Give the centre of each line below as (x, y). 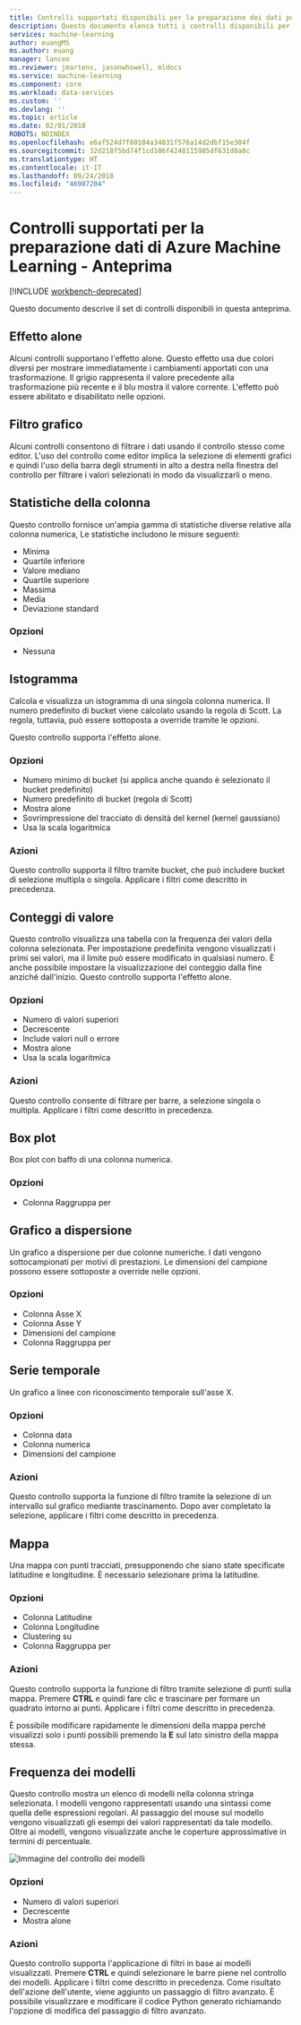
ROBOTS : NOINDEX (39, 134)
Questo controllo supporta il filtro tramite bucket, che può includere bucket (147, 871)
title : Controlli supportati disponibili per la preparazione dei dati (146, 17)
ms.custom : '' (36, 101)
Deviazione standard (60, 608)
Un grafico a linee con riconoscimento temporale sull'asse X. (122, 1392)
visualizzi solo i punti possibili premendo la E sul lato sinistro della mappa (144, 1735)
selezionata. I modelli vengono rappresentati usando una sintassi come (140, 1803)
